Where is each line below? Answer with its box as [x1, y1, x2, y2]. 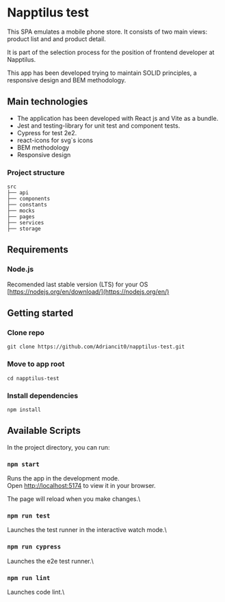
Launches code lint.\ [7, 588, 65, 597]
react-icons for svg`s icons [16, 136, 94, 144]
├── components [7, 196, 51, 202]
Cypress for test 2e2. [16, 128, 77, 137]
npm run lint [7, 574, 51, 581]
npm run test [7, 512, 51, 520]
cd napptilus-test [7, 375, 59, 382]
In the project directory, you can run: [7, 443, 110, 451]
